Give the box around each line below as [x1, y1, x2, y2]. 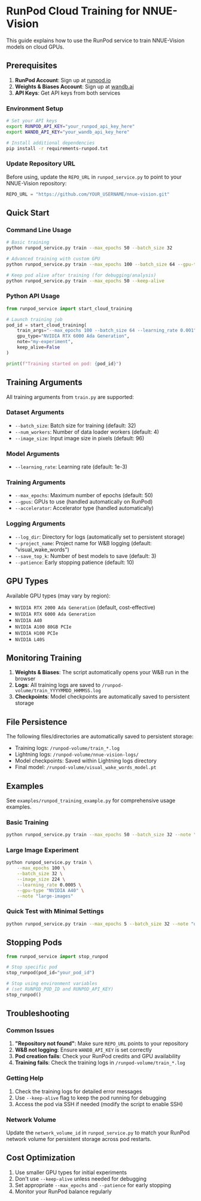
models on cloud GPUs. [6, 43, 65, 50]
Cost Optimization [6, 1153, 76, 1163]
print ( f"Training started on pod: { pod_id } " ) [6, 361, 121, 367]
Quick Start [6, 208, 50, 218]
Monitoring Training [6, 653, 82, 663]
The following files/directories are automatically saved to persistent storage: [6, 733, 194, 740]
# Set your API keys [6, 118, 58, 124]
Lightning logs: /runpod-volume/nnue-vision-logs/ [14, 751, 139, 758]
